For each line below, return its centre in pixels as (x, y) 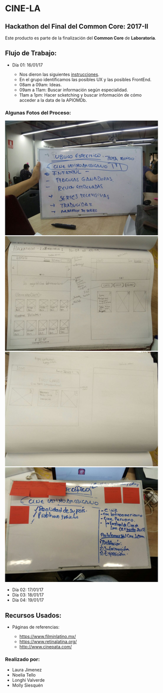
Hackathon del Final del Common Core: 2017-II (77, 26)
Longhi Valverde (28, 680)
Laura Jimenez (27, 670)
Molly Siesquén (27, 685)
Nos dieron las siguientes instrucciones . (59, 74)
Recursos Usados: (33, 615)
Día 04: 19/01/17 (28, 600)
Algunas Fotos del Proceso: (38, 113)
